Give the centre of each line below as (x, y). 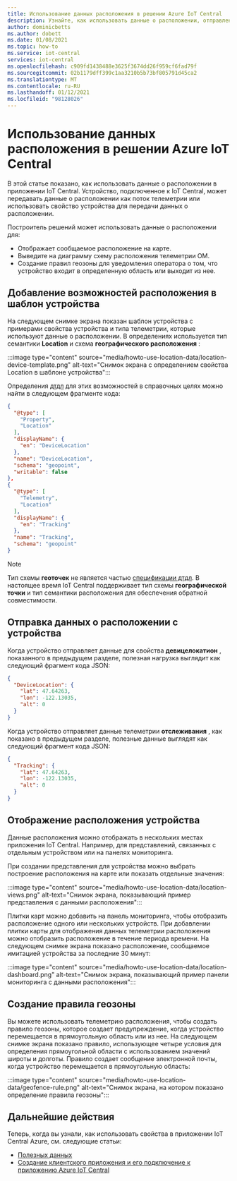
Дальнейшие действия (61, 1116)
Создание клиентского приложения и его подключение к (104, 1163)
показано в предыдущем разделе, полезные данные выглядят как (108, 739)
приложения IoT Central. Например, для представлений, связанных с (112, 844)
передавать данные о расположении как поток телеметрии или (104, 198)
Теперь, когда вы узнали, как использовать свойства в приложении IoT (115, 1134)
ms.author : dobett (34, 34)
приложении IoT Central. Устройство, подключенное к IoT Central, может (117, 190)
